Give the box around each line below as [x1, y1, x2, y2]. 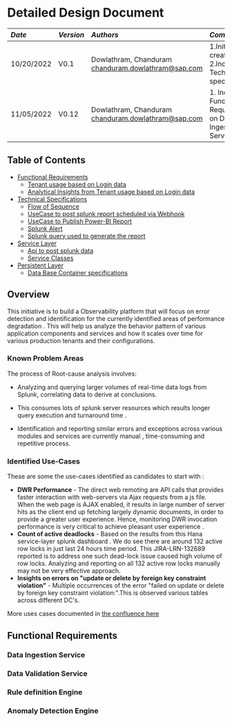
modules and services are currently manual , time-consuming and [17, 432, 205, 440]
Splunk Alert [27, 224, 63, 233]
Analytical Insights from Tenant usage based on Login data [27, 187, 195, 195]
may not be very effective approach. [17, 567, 121, 575]
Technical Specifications [17, 195, 88, 203]
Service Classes [27, 254, 74, 262]
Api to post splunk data [27, 246, 94, 254]
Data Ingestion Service [7, 650, 86, 660]
